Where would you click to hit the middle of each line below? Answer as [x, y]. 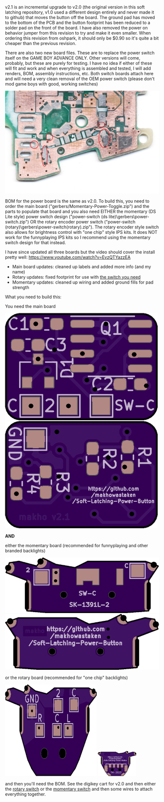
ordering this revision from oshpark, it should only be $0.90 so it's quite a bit [82, 38]
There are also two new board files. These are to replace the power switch [80, 53]
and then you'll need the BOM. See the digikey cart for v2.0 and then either [81, 783]
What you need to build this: [33, 297]
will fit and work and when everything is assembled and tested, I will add [78, 68]
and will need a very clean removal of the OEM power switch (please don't [80, 79]
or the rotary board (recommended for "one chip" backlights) [67, 678]
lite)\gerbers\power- [129, 216]
